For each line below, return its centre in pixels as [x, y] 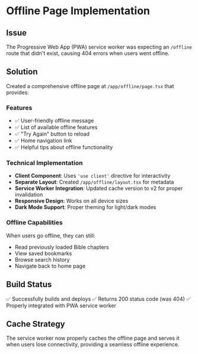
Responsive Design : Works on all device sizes [71, 201]
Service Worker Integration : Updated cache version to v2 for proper [99, 188]
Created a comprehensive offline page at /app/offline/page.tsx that [90, 86]
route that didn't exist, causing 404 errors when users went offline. [88, 53]
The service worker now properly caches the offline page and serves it [93, 338]
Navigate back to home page [50, 266]
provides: [18, 92]
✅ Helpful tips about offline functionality [64, 147]
